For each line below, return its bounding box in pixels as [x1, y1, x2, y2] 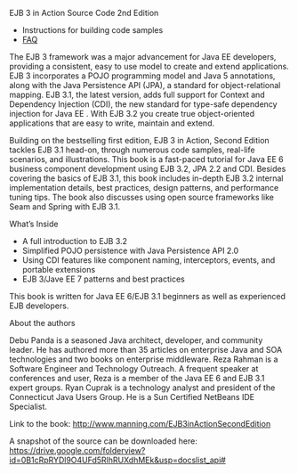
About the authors [9, 318, 76, 328]
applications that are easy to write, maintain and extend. [9, 118, 215, 128]
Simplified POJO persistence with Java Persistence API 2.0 [21, 245, 239, 256]
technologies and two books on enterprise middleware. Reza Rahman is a [9, 354, 278, 364]
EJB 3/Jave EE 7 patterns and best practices [21, 274, 185, 284]
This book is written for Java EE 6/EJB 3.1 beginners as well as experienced [9, 291, 286, 301]
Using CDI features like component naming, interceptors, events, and [21, 255, 276, 266]
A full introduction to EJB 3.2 [21, 236, 127, 246]
